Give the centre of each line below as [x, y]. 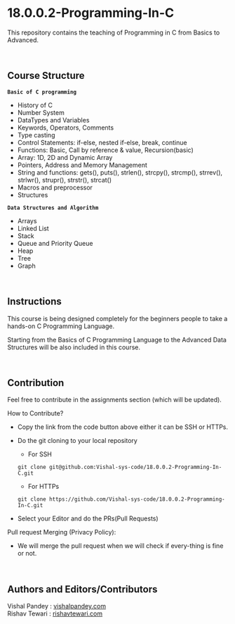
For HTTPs [43, 487]
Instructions [34, 302]
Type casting [36, 135]
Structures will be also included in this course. [74, 347]
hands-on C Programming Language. [61, 326]
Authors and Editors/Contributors [82, 589]
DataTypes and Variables [53, 120]
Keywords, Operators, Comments [66, 127]
